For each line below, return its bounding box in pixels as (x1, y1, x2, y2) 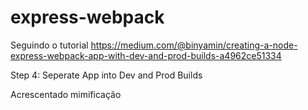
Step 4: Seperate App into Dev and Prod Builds (10, 69, 203, 81)
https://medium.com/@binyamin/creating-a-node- (90, 39, 298, 51)
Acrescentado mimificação (10, 88, 122, 100)
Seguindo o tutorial (10, 39, 89, 51)
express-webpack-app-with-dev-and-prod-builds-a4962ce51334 (10, 49, 282, 61)
